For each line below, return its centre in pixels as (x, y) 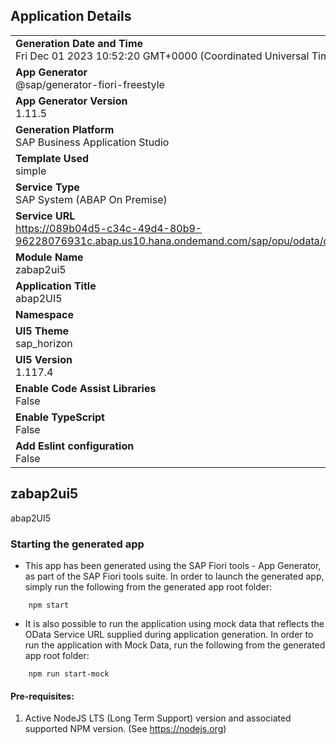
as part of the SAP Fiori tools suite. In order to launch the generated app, (174, 576)
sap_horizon (44, 343)
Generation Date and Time (79, 43)
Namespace (45, 314)
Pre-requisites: (42, 696)
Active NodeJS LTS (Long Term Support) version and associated (158, 718)
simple (31, 171)
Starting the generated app (77, 544)
